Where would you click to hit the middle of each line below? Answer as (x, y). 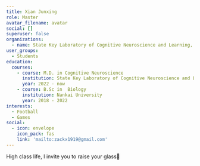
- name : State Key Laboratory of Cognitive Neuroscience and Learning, (102, 45)
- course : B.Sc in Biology (51, 90)
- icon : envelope (33, 128)
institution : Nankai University (62, 95)
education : (20, 62)
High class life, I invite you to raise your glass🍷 (63, 156)
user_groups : (22, 51)
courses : (22, 67)
